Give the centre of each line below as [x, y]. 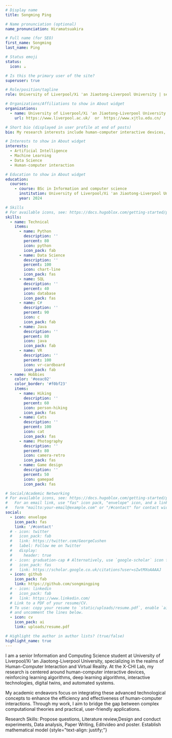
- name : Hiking [35, 393]
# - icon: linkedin [31, 589]
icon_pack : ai [29, 622]
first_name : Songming [28, 43]
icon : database [40, 293]
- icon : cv [21, 617]
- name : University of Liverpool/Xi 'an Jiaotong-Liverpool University [88, 113]
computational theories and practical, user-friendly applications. [73, 709]
